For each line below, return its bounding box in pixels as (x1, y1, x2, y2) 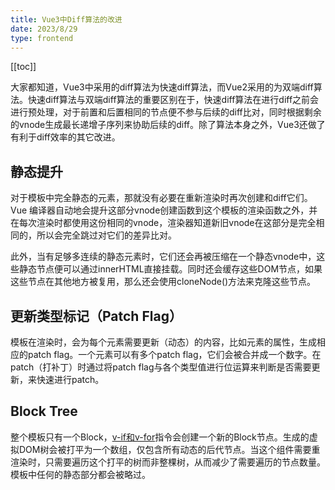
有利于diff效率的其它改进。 (10, 131, 121, 143)
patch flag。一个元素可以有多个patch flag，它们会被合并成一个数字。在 (27, 349, 322, 360)
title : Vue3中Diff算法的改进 (10, 14, 123, 25)
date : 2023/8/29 (10, 24, 78, 34)
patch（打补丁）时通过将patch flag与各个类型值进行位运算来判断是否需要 (10, 361, 312, 373)
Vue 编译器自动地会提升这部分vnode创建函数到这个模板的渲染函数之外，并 (10, 204, 318, 216)
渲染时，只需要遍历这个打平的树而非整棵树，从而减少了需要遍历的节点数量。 (10, 456, 326, 468)
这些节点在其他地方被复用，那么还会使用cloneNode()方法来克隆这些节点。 (10, 276, 317, 288)
